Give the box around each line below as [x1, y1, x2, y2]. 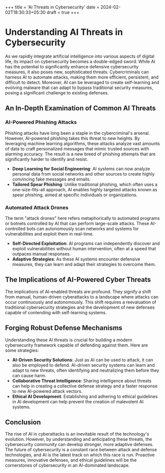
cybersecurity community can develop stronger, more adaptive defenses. [5, 442, 154, 447]
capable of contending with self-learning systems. [5, 309, 107, 315]
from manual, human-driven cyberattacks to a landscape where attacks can [5, 294, 159, 299]
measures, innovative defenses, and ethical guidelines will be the [5, 457, 137, 463]
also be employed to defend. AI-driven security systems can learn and [12, 362, 155, 368]
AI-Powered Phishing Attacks [5, 119, 77, 126]
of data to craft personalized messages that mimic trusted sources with [5, 146, 149, 151]
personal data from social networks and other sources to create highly [12, 171, 155, 177]
